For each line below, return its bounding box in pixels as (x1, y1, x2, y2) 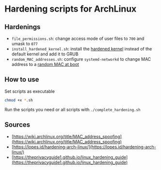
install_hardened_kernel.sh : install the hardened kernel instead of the (11, 46, 152, 51)
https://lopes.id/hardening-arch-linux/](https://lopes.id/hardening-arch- (13, 144, 157, 150)
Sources (4, 120, 30, 129)
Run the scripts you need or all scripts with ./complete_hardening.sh (4, 106, 141, 112)
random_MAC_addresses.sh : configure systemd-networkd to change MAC (11, 56, 151, 62)
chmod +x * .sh (4, 98, 33, 102)
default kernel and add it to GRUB (11, 51, 78, 57)
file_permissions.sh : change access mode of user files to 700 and (11, 35, 145, 41)
